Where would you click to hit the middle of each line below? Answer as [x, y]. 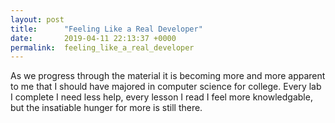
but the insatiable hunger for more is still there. [106, 108]
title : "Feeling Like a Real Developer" [106, 29]
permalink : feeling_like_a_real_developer [102, 47]
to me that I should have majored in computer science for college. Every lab [166, 87]
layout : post [37, 19]
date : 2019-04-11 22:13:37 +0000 [93, 38]
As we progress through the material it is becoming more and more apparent [168, 76]
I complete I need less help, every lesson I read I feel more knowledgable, [161, 97]
